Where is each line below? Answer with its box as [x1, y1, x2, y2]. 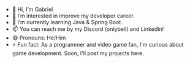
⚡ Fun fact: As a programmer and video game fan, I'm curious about [12, 41, 184, 48]
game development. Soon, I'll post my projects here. [12, 50, 144, 57]
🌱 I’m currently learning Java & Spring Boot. [12, 19, 123, 25]
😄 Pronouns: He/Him [12, 34, 66, 41]
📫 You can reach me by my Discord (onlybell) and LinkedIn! [12, 25, 164, 33]
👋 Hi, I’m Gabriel [12, 6, 53, 13]
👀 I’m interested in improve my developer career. [12, 12, 135, 19]
